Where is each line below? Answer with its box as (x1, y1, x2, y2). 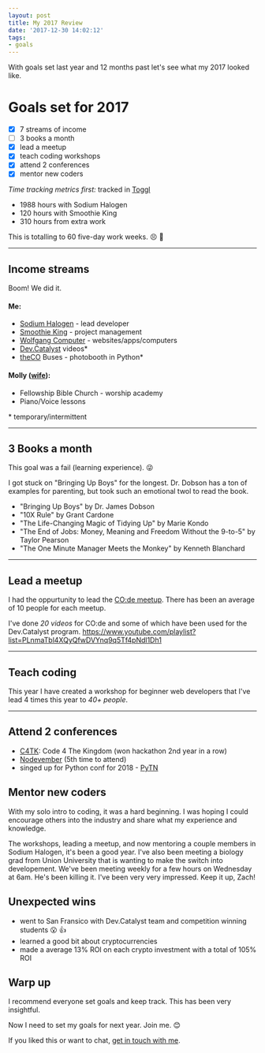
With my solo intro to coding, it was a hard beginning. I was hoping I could (8, 806, 248, 816)
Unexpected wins (8, 895, 96, 909)
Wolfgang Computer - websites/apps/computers (19, 336, 177, 345)
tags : (8, 33, 26, 42)
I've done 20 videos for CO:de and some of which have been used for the (8, 618, 248, 628)
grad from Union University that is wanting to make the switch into (8, 855, 223, 864)
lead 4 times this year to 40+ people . (8, 695, 129, 704)
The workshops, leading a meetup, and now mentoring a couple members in (8, 838, 256, 848)
